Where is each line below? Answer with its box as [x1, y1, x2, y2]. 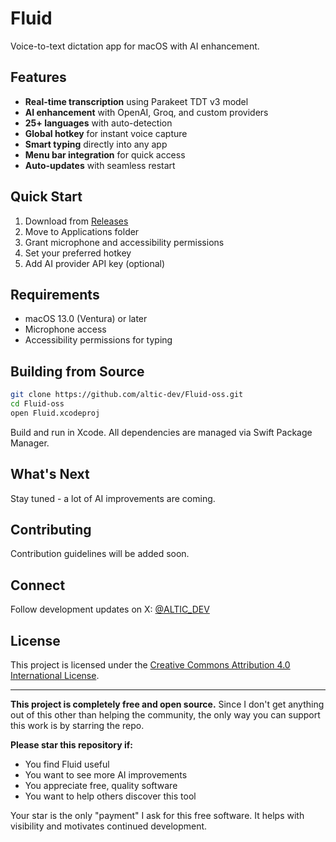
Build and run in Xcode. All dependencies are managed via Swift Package [10, 426, 313, 438]
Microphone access [24, 323, 107, 336]
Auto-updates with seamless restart [24, 159, 176, 171]
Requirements [10, 286, 100, 303]
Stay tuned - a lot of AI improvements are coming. [10, 492, 216, 504]
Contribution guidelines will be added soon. [10, 548, 190, 560]
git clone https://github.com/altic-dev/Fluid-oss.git [10, 390, 244, 400]
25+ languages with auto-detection [24, 117, 173, 129]
